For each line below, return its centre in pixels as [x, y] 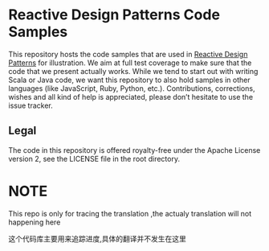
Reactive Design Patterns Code [114, 15]
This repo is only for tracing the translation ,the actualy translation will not [130, 213]
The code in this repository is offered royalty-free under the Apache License [134, 150]
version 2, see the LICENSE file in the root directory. [94, 158]
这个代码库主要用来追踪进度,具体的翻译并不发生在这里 [98, 238]
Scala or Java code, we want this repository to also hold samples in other [129, 80]
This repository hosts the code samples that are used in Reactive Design [128, 54]
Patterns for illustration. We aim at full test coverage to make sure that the [130, 63]
